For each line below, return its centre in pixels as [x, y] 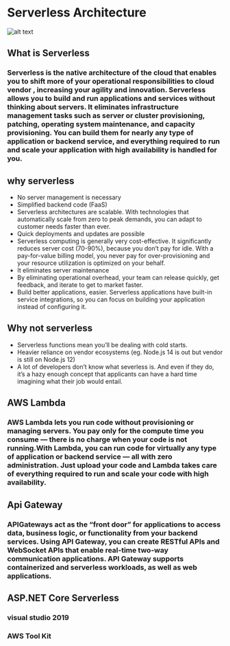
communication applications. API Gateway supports [95, 559]
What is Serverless [49, 53]
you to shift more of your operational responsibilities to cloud [111, 82]
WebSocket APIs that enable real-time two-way [88, 550]
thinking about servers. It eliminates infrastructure [93, 107]
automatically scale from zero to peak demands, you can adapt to [110, 219]
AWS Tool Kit [29, 636]
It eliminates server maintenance [63, 270]
